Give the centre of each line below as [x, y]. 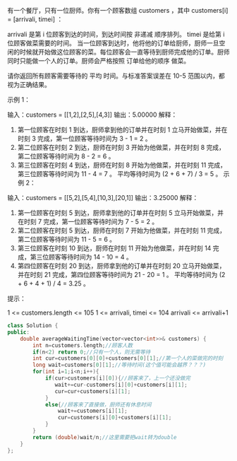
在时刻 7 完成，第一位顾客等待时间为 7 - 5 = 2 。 [88, 222]
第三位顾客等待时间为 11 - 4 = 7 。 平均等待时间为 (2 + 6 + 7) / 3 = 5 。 [120, 174]
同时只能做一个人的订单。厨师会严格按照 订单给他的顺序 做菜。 [99, 61]
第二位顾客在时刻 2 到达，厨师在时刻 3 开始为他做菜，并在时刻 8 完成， [121, 147]
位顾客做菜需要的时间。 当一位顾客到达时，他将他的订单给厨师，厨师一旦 [113, 43]
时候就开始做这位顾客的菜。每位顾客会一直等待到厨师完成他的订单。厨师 [124, 52]
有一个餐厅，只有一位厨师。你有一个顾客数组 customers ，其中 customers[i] [118, 10]
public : [19, 332]
